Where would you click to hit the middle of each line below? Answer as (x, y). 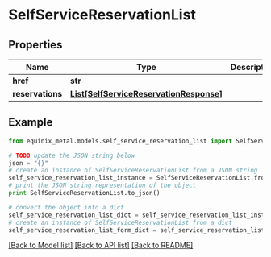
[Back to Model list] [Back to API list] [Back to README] (101, 245)
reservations (38, 94)
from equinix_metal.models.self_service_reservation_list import (120, 141)
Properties (35, 45)
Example (31, 122)
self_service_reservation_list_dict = (73, 215)
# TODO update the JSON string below (72, 155)
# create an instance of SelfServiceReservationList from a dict (120, 222)
